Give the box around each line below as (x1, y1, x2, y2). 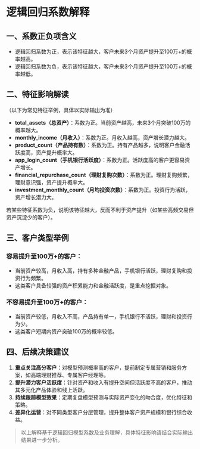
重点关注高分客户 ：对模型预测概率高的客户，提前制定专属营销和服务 (14, 364, 182, 371)
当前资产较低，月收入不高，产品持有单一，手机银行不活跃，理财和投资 (14, 312, 187, 320)
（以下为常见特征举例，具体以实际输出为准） (6, 106, 116, 113)
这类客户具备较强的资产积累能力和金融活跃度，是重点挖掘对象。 (14, 281, 171, 289)
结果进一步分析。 (20, 436, 63, 443)
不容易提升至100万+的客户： (6, 298, 89, 306)
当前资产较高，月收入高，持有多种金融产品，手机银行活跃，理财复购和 (14, 267, 187, 274)
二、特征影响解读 (6, 89, 69, 100)
